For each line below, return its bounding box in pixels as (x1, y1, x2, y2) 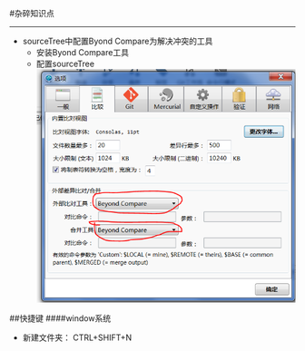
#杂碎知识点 (9, 8, 54, 18)
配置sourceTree (35, 58, 95, 69)
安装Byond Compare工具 (35, 47, 130, 57)
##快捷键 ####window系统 (9, 312, 112, 324)
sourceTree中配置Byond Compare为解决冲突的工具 (22, 35, 213, 46)
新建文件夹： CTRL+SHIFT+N (22, 332, 133, 343)
